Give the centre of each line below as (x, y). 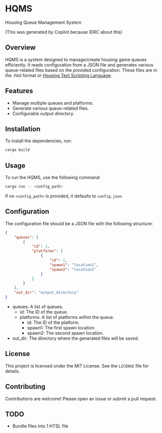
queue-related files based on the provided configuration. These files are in (81, 70)
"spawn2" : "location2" (73, 269)
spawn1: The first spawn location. (61, 327)
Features (19, 91)
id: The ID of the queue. (44, 312)
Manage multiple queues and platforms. (53, 103)
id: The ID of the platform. (54, 322)
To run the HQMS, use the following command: (53, 178)
